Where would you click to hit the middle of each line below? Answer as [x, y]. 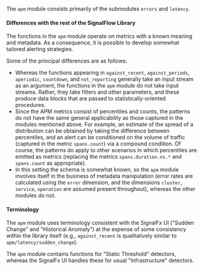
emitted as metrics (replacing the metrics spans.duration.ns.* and [98, 157]
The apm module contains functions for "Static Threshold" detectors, [91, 254]
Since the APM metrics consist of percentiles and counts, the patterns [102, 111]
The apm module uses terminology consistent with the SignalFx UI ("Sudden [100, 223]
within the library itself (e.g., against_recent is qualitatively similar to [92, 236]
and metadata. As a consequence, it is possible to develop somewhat [93, 43]
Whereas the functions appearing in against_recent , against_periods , [102, 73]
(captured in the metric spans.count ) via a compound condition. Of [98, 144]
